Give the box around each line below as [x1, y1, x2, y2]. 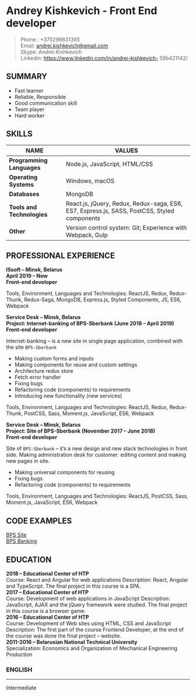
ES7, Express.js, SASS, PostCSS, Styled [66, 207, 174, 215]
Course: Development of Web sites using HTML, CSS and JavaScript [6, 620, 171, 627]
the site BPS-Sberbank [6, 344, 57, 351]
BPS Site [6, 532, 27, 539]
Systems [9, 180, 34, 188]
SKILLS [6, 129, 33, 139]
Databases [9, 190, 40, 198]
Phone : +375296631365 [20, 36, 80, 43]
